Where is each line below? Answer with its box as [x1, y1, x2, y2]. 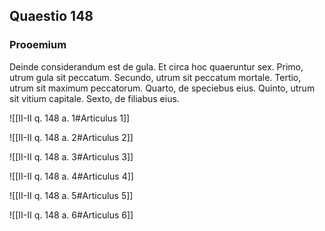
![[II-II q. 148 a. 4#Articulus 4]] [9, 170, 134, 182]
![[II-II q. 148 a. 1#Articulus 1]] [9, 112, 131, 124]
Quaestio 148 [9, 8, 94, 25]
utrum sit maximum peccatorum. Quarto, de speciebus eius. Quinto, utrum [9, 82, 316, 94]
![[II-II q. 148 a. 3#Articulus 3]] [9, 150, 134, 163]
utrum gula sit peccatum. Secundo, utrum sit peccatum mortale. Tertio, [9, 71, 302, 83]
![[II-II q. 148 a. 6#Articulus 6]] [9, 209, 134, 221]
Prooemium [9, 38, 67, 52]
